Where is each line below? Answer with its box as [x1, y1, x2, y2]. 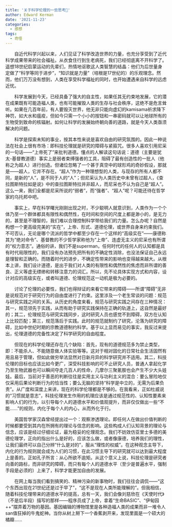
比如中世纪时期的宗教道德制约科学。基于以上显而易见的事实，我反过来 [14, 324, 162, 330]
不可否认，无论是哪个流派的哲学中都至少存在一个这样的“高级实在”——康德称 [5, 230, 166, 236]
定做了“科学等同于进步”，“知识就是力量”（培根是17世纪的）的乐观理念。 [5, 70, 157, 76]
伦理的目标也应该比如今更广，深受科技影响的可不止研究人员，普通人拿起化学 [5, 360, 167, 366]
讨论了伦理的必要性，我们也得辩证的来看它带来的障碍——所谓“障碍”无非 [14, 286, 166, 292]
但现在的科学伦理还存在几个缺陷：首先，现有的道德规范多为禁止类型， [14, 341, 162, 348]
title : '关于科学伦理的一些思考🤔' [5, 7, 71, 13]
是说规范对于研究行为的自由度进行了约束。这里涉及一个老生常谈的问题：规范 [5, 292, 167, 298]
